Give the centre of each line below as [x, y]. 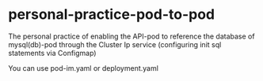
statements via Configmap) [52, 53]
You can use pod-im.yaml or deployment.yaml [83, 68]
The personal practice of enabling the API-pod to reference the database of [131, 36]
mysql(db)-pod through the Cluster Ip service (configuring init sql [115, 44]
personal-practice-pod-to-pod [112, 15]
